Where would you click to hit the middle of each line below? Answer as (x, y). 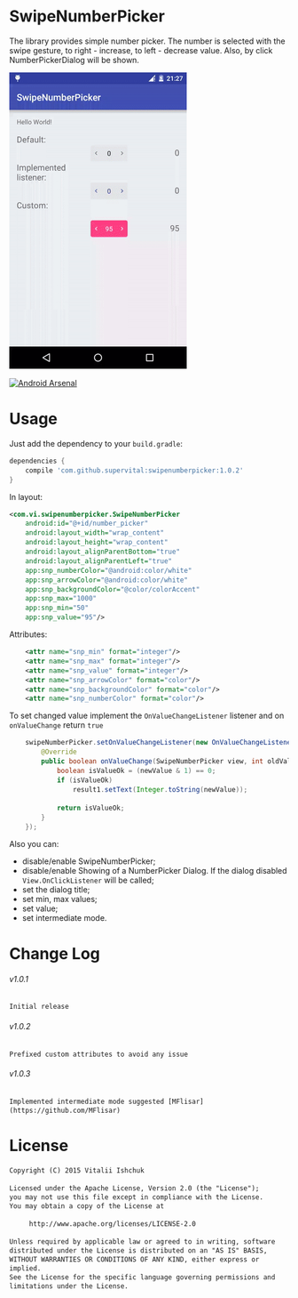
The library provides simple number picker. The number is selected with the (147, 41)
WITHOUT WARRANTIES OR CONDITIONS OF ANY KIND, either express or (134, 1259)
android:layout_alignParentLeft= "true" (99, 561)
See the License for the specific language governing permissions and (142, 1277)
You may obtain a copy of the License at (87, 1206)
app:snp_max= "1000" (61, 599)
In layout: (26, 496)
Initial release (39, 1007)
